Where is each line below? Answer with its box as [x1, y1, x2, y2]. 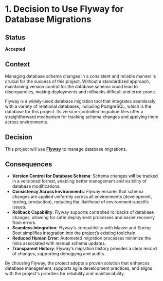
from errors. [12, 220, 36, 225]
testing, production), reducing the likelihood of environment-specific [12, 199, 149, 205]
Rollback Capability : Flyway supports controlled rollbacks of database [12, 209, 154, 215]
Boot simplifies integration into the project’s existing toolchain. [12, 230, 137, 236]
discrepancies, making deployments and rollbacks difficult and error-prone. [5, 89, 157, 95]
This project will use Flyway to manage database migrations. [5, 146, 127, 152]
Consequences [5, 160, 53, 169]
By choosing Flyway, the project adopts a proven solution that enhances [5, 260, 150, 266]
